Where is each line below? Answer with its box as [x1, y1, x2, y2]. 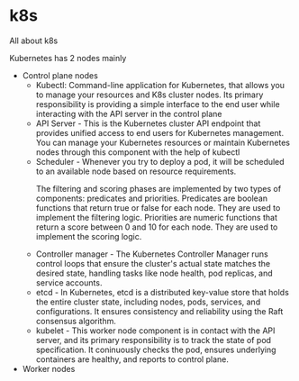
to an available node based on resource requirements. [35, 166, 237, 177]
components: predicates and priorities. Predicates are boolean [35, 193, 268, 204]
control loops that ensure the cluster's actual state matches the [35, 258, 271, 268]
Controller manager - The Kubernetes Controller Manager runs [35, 249, 268, 259]
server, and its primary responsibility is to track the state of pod [35, 334, 272, 345]
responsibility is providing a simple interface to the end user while [35, 98, 281, 109]
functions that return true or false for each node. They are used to [35, 202, 281, 213]
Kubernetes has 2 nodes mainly [9, 52, 127, 63]
